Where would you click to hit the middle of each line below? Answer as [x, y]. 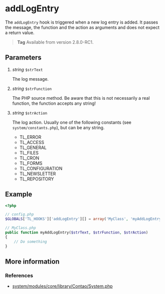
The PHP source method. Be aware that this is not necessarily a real [81, 98]
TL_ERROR [30, 137]
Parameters [23, 58]
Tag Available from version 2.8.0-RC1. [55, 42]
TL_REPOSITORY [37, 179]
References [19, 275]
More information [32, 261]
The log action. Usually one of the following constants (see [72, 122]
